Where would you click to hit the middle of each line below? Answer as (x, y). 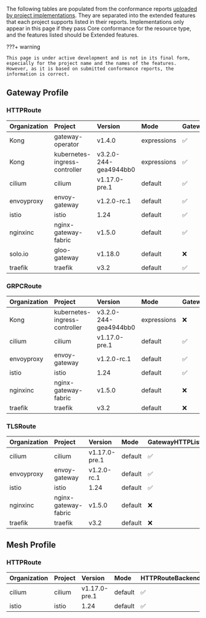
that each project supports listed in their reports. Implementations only (95, 22)
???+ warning (23, 47)
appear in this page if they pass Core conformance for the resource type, (99, 28)
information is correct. (38, 74)
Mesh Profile (31, 545)
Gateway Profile (37, 93)
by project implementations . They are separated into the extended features (101, 15)
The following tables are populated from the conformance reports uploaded (102, 9)
